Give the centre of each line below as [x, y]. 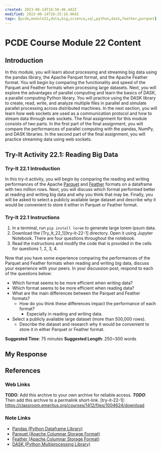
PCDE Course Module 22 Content [73, 43]
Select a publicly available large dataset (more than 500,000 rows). [79, 319]
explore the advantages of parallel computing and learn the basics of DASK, [81, 93]
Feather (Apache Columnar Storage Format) [56, 439]
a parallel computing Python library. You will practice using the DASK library [81, 98]
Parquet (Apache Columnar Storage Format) [56, 434]
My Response [26, 354]
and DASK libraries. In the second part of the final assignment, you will [75, 134]
